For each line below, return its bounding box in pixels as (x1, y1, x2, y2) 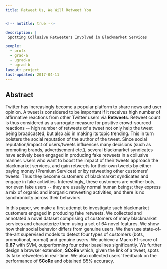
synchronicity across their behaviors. (5, 195, 82, 201)
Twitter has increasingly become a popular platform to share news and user (5, 104, 162, 110)
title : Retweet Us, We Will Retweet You (5, 7, 92, 13)
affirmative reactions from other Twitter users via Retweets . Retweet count (5, 114, 161, 121)
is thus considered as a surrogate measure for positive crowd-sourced (5, 120, 151, 126)
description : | (5, 30, 37, 35)
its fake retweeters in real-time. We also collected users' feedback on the (5, 253, 157, 259)
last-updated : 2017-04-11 (5, 72, 59, 77)
